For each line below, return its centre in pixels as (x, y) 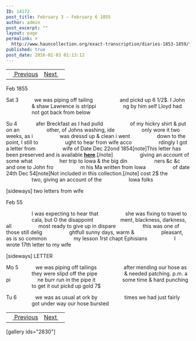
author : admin (23, 22)
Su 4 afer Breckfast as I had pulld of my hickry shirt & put (96, 123)
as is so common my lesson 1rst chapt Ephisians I (91, 238)
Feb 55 (14, 202)
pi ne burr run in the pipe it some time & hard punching (97, 280)
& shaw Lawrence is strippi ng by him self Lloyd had (107, 106)
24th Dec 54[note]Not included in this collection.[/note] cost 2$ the (87, 173)
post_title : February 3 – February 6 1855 (58, 17)
